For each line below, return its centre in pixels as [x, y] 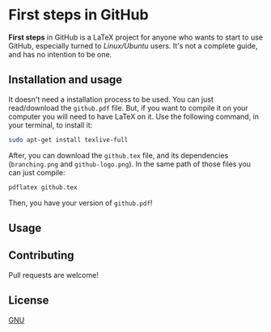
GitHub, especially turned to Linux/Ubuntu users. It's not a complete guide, [133, 45]
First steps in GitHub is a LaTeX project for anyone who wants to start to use [135, 37]
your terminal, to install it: [51, 125]
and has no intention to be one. [60, 54]
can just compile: [37, 172]
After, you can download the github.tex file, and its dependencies [119, 155]
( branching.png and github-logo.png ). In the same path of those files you [130, 164]
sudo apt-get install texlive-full [68, 140]
